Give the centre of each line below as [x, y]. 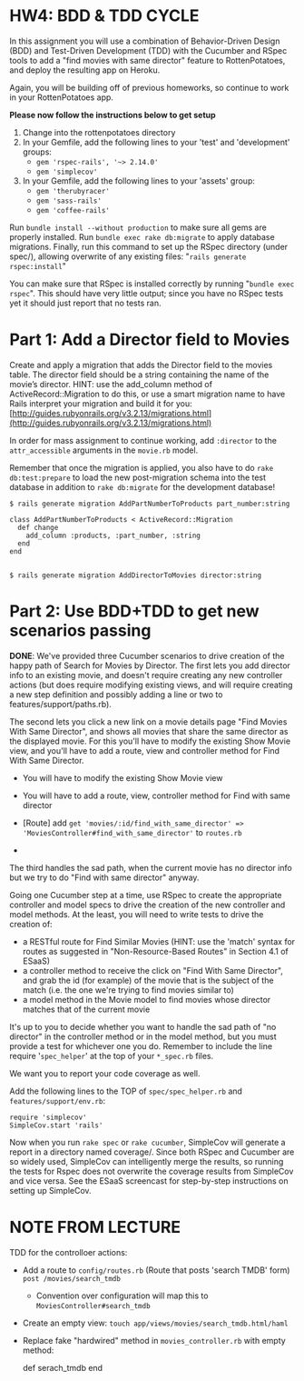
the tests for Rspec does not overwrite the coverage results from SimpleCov [152, 1171]
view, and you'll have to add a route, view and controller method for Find [144, 750]
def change [38, 527]
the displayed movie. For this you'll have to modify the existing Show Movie [150, 741]
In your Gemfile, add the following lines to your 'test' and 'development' [156, 142]
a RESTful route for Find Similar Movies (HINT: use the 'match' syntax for [159, 941]
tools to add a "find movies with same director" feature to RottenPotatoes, [147, 60]
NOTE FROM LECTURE [95, 1227]
